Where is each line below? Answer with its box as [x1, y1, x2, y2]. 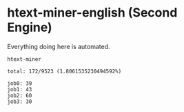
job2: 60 [7, 92, 32, 99]
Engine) [7, 19, 53, 35]
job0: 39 [7, 80, 32, 87]
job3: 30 [7, 98, 32, 105]
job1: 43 [7, 86, 32, 93]
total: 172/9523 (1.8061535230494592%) [7, 68, 122, 75]
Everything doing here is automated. [7, 42, 110, 50]
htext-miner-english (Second [7, 5, 178, 21]
